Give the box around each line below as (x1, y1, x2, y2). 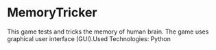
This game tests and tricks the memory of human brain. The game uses (7, 27, 209, 36)
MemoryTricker (7, 5, 97, 21)
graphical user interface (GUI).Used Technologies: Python (7, 34, 171, 42)
